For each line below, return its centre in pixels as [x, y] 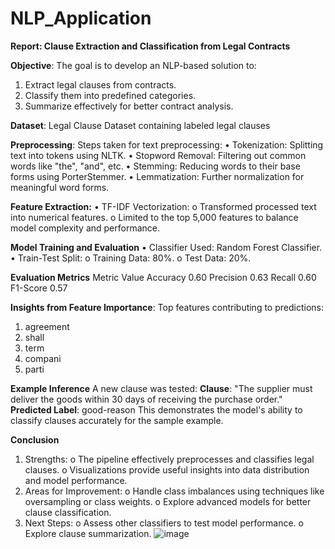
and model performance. [76, 480]
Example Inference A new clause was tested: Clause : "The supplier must [161, 388]
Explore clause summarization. [88, 533]
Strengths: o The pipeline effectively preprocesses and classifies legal [169, 459]
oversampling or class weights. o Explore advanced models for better [168, 501]
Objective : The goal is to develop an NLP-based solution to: [133, 65]
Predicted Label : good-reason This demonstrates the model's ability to [156, 409]
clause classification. [68, 512]
